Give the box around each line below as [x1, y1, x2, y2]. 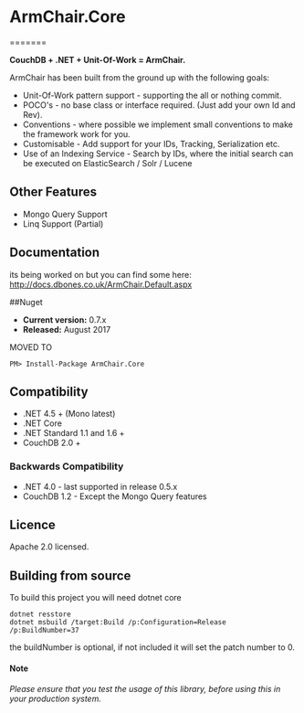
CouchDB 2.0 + [22, 437, 81, 449]
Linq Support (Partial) [22, 218, 104, 229]
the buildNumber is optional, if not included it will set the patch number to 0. [9, 642, 295, 653]
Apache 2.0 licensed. [9, 541, 89, 552]
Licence [9, 517, 57, 533]
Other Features [9, 185, 98, 200]
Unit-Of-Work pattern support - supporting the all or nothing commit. [22, 90, 282, 101]
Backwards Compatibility [9, 460, 124, 473]
